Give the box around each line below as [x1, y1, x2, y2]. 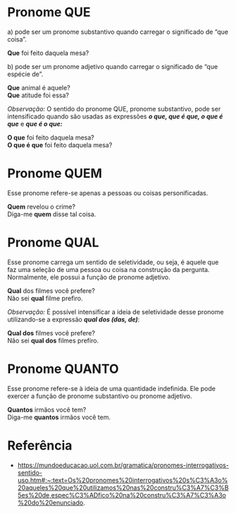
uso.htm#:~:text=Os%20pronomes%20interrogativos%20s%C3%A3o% [17, 476, 228, 484]
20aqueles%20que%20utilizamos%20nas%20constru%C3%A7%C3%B [17, 483, 229, 492]
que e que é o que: [7, 119, 63, 128]
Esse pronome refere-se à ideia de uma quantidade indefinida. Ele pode [7, 384, 216, 393]
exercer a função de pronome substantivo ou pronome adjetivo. [7, 392, 192, 400]
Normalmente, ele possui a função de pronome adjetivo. [7, 273, 170, 281]
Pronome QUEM [7, 166, 102, 182]
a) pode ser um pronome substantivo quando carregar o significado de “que [7, 27, 229, 36]
